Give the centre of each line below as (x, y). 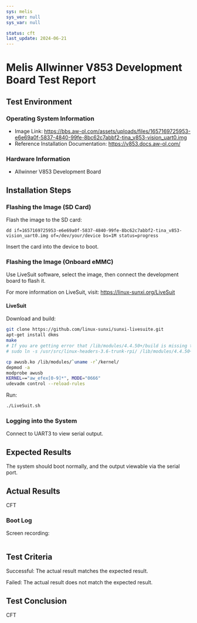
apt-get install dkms (33, 335)
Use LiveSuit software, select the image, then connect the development (92, 274)
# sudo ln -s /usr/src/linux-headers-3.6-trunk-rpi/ (72, 351)
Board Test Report (51, 80)
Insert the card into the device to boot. (52, 246)
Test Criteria (29, 557)
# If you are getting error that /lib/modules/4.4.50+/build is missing (97, 346)
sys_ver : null (23, 17)
